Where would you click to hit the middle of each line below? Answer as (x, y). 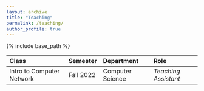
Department (121, 61)
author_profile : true (34, 29)
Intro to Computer (35, 72)
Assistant (167, 79)
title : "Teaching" (29, 18)
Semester (83, 61)
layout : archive (27, 12)
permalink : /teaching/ (35, 23)
